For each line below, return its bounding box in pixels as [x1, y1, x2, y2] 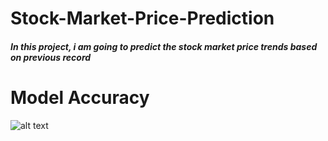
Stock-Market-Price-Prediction [10, 7, 275, 30]
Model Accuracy [10, 86, 150, 109]
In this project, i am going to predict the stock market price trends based [10, 40, 318, 52]
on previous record [10, 51, 92, 63]
